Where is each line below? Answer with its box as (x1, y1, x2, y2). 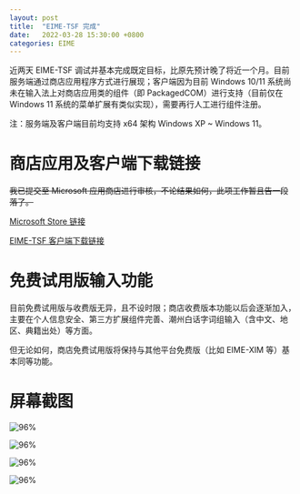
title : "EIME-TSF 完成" (9, 22, 101, 31)
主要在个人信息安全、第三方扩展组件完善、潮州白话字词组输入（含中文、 (9, 314, 280, 325)
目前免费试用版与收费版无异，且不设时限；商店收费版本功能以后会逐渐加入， (9, 302, 296, 314)
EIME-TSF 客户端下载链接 (9, 236, 105, 247)
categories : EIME (9, 38, 75, 48)
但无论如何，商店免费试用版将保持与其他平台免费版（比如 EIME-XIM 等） (9, 345, 283, 356)
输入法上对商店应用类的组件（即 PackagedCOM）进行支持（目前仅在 (25, 87, 284, 98)
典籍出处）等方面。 (25, 325, 97, 337)
